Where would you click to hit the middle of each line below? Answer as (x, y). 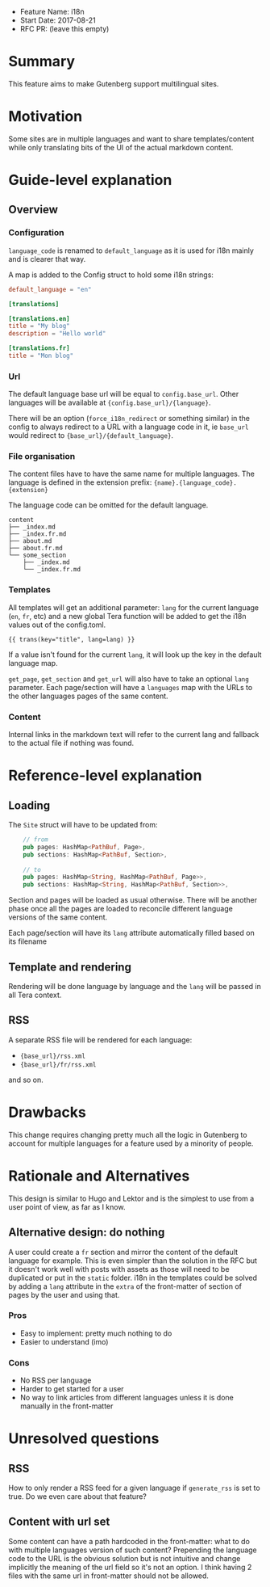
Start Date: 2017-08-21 (58, 20)
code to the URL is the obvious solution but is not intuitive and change (125, 1558)
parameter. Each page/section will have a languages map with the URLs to (131, 687)
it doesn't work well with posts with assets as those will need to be (119, 1269)
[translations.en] (39, 318)
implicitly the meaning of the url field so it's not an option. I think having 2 (130, 1567)
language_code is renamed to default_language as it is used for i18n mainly (131, 250)
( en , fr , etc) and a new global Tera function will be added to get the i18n (127, 616)
